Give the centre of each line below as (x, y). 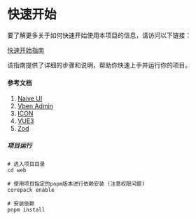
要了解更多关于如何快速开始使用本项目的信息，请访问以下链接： (99, 35)
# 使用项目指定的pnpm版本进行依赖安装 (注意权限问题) (76, 184)
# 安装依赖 (21, 204)
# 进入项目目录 (26, 164)
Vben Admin (35, 106)
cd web (17, 170)
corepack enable (31, 190)
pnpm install (26, 210)
